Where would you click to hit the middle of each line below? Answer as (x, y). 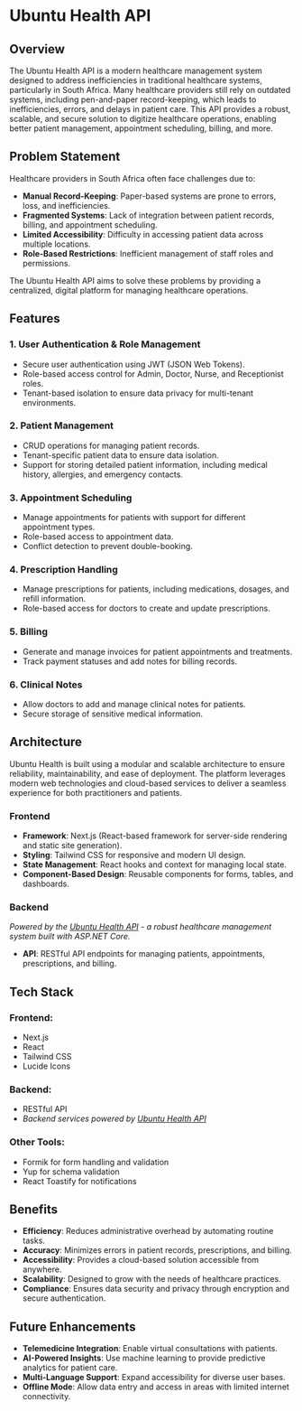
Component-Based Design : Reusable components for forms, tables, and (158, 874)
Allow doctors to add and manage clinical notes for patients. (134, 704)
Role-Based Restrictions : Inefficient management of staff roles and (148, 253)
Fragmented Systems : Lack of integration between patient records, (148, 215)
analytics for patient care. (70, 1368)
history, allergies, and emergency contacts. (102, 474)
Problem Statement (65, 157)
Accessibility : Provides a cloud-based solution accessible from (141, 1260)
